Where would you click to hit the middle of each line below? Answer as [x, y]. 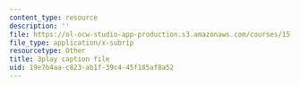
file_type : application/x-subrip [72, 43]
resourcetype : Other [48, 51]
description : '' [39, 26]
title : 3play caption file [60, 59]
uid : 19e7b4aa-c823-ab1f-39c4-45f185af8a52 [92, 68]
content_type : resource [54, 17]
